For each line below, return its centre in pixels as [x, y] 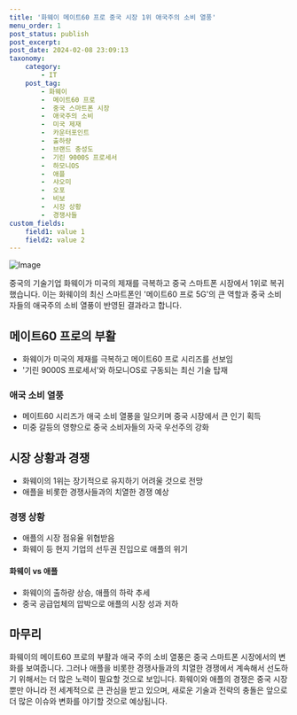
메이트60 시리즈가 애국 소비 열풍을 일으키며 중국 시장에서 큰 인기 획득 [141, 416]
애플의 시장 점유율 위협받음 [68, 538]
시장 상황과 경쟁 [50, 458]
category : [43, 67]
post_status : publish [49, 34]
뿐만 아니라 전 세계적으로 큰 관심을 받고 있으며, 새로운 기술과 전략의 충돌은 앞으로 [148, 690]
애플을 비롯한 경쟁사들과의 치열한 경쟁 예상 [96, 492]
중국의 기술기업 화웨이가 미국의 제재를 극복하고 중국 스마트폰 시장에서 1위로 [139, 284]
